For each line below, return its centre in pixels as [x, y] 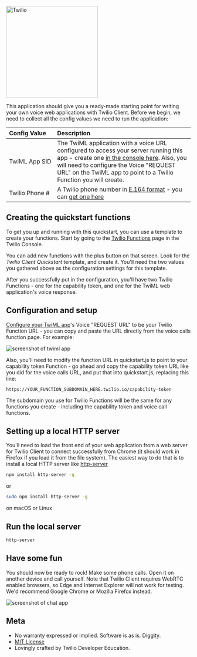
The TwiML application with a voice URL [112, 143]
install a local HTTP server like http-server [57, 464]
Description [74, 133]
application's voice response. [42, 292]
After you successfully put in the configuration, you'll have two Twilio [89, 279]
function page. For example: [40, 337]
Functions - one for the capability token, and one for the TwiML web [88, 286]
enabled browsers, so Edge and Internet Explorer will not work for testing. [95, 585]
